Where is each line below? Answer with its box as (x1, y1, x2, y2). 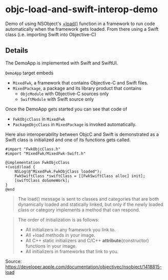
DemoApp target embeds (5, 70, 54, 76)
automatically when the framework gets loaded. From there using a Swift (5, 26, 159, 32)
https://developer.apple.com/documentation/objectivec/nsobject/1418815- (5, 264, 162, 270)
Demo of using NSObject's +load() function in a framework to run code (5, 20, 155, 27)
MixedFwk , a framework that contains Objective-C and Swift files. (12, 79, 149, 85)
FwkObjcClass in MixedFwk (12, 116, 66, 122)
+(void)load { (5, 164, 36, 169)
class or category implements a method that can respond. (17, 206, 140, 213)
